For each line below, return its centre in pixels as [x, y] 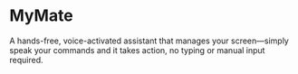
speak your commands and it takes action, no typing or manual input [137, 50]
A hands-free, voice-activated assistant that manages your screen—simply [149, 41]
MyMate [42, 16]
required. [26, 60]
